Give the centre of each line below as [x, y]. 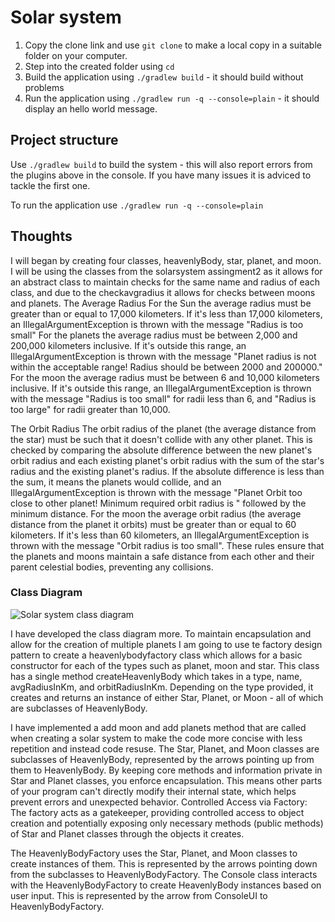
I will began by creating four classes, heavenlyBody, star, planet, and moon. [166, 260]
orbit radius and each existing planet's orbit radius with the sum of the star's [167, 460]
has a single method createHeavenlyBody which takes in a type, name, [156, 676]
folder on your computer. [76, 55]
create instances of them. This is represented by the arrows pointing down [164, 863]
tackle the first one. [50, 185]
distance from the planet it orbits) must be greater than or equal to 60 [153, 524]
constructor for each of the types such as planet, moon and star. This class [165, 665]
